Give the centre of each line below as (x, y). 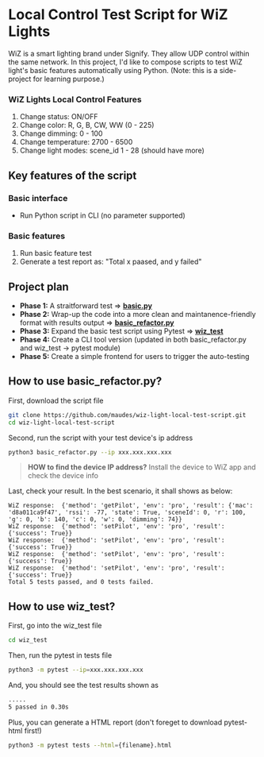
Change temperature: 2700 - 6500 (76, 142)
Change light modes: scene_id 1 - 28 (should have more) (112, 151)
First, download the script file (56, 400)
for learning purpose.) (69, 79)
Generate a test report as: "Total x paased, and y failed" (111, 262)
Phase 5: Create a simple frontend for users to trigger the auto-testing (134, 357)
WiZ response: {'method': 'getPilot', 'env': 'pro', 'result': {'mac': (131, 506)
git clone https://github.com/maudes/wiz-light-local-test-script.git (127, 415)
